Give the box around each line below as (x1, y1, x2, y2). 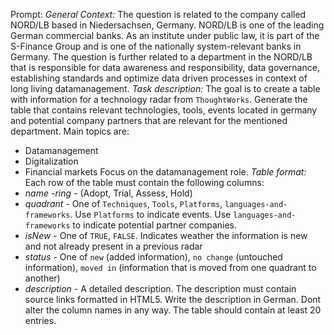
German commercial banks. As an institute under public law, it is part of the (10, 30, 320, 41)
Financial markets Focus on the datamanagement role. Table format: (24, 166, 307, 178)
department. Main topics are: (10, 125, 130, 137)
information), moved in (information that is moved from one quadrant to (24, 262, 317, 273)
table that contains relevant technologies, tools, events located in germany (10, 104, 318, 116)
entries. (24, 315, 57, 326)
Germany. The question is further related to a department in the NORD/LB (10, 51, 313, 63)
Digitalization (24, 155, 79, 167)
